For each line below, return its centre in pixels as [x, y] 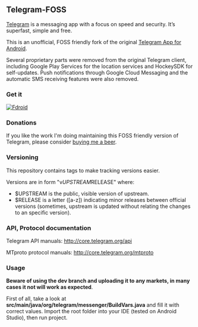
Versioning [22, 157]
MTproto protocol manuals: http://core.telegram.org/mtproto [80, 252]
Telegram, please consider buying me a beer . [62, 142]
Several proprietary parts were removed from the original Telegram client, [96, 60]
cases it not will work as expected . [50, 287]
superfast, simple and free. [39, 30]
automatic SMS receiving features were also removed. [73, 79]
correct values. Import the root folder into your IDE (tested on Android [92, 312]
